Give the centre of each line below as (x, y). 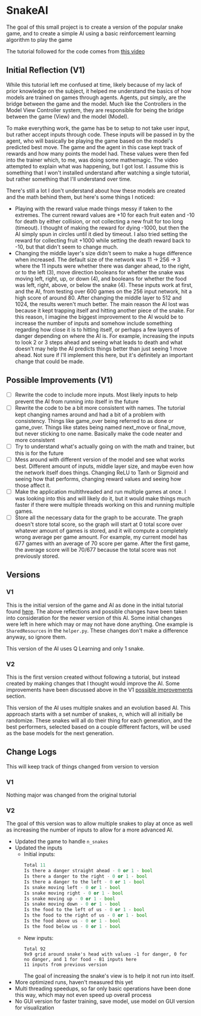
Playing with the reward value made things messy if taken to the (94, 208)
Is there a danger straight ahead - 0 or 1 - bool (88, 871)
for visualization (34, 1008)
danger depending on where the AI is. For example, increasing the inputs (104, 335)
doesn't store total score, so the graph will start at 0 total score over (98, 524)
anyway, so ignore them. (36, 637)
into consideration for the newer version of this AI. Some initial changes (94, 618)
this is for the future (39, 453)
